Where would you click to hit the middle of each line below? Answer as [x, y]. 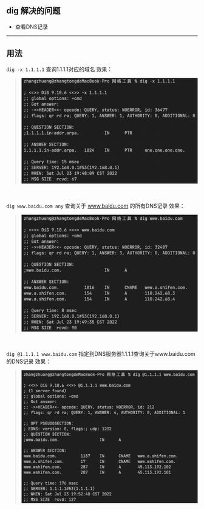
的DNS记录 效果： [29, 362]
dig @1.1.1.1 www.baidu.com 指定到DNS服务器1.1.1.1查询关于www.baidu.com [101, 354]
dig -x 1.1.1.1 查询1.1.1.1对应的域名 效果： [59, 69]
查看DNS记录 [32, 27]
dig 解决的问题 [33, 11]
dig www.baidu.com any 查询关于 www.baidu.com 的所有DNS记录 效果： [96, 206]
